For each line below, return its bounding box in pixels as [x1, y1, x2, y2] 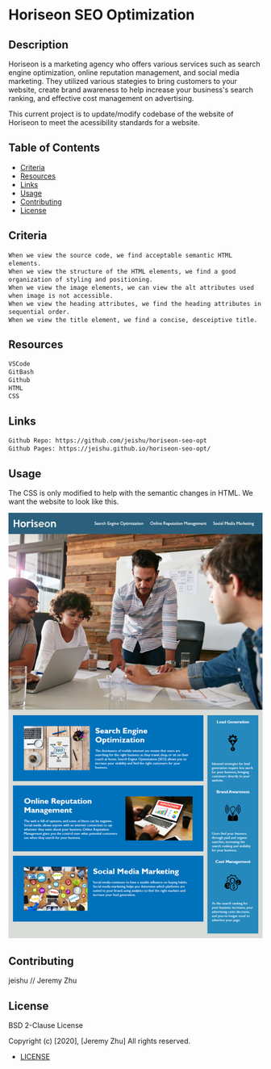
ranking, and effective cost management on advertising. [8, 94, 194, 103]
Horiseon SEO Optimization [8, 6, 195, 24]
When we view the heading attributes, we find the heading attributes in [8, 300, 262, 308]
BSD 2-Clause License [8, 1020, 83, 1030]
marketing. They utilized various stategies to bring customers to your [8, 77, 238, 86]
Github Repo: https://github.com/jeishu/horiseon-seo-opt [8, 437, 207, 445]
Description [8, 38, 69, 52]
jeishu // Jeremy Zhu [8, 975, 77, 986]
